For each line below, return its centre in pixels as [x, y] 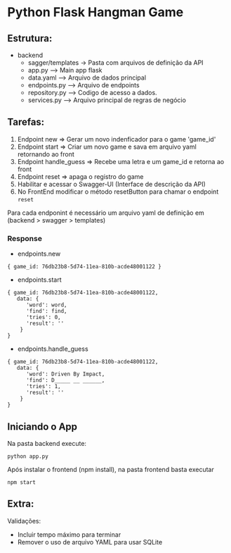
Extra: [21, 504]
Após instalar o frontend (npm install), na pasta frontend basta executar [111, 469]
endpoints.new [39, 254]
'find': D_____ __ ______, [65, 380]
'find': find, [47, 311]
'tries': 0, [43, 318]
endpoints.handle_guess [53, 349]
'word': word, [47, 305]
